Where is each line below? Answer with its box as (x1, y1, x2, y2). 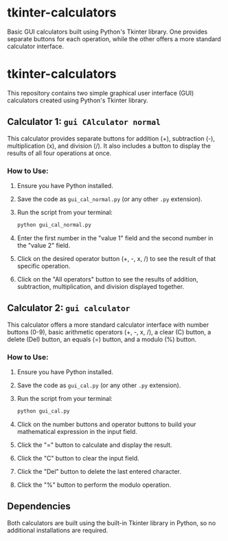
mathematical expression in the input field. (16, 427, 137, 435)
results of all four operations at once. (7, 149, 112, 157)
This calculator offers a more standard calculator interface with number (7, 321, 209, 329)
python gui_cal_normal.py (16, 221, 91, 228)
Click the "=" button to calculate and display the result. (16, 441, 172, 449)
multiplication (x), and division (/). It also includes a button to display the (7, 141, 212, 150)
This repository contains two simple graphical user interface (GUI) (7, 89, 194, 97)
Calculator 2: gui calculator (7, 302, 130, 314)
